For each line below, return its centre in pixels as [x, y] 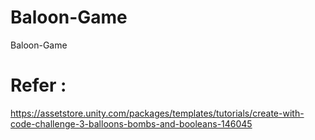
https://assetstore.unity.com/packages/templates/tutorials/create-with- [157, 113]
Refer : [38, 85]
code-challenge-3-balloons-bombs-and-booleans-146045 [131, 123]
